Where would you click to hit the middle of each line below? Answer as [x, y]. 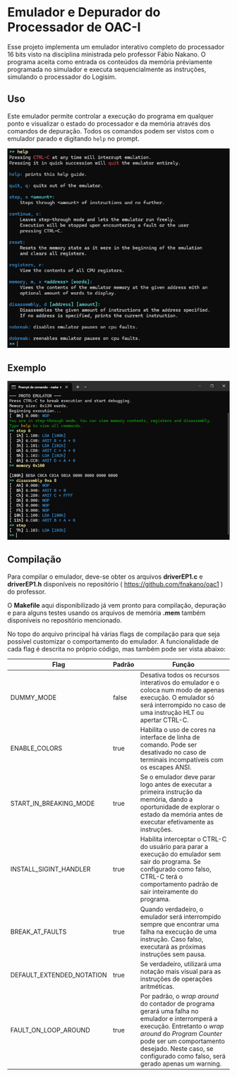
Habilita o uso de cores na [178, 729]
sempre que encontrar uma [180, 924]
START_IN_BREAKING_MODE [53, 803]
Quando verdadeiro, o [172, 909]
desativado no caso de [173, 752]
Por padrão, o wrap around [179, 996]
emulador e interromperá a [179, 1018]
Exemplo [27, 368]
